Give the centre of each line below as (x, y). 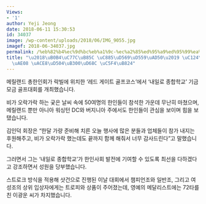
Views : (15, 12)
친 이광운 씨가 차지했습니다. (39, 195)
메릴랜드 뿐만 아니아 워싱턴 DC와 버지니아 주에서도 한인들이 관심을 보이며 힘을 (99, 110)
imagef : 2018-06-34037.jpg (41, 47)
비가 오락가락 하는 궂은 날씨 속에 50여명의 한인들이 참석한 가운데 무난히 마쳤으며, (103, 102)
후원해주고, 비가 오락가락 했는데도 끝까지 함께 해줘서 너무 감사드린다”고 (91, 138)
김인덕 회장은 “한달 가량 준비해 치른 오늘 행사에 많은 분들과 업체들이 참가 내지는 (101, 130)
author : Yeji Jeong (31, 23)
